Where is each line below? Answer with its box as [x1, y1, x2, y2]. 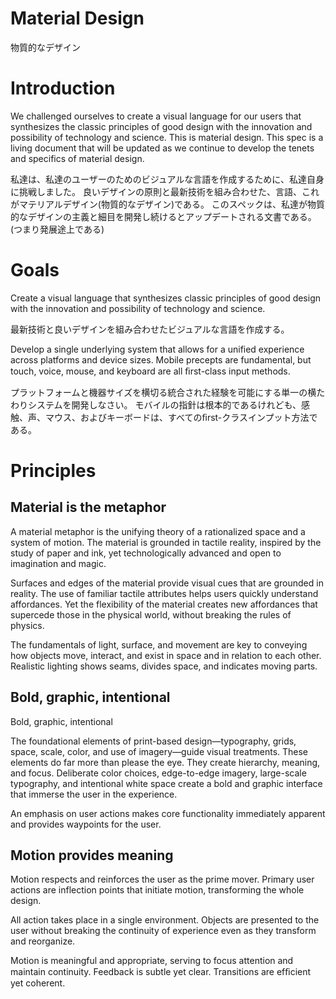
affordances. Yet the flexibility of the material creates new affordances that [10, 598, 318, 610]
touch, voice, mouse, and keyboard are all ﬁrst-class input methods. [10, 365, 291, 377]
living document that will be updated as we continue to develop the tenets [10, 142, 315, 154]
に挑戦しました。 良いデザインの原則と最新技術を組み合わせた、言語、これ [10, 185, 320, 197]
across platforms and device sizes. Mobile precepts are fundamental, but [10, 353, 312, 366]
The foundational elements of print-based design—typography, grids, [10, 735, 297, 747]
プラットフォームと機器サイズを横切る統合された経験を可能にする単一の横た [10, 386, 326, 398]
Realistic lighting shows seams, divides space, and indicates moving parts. [10, 660, 318, 672]
